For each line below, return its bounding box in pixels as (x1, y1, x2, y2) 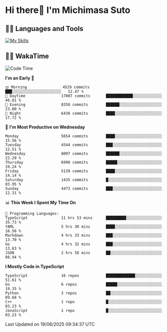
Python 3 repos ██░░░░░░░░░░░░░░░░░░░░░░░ (5, 291, 162, 296)
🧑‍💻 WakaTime (5, 52, 49, 60)
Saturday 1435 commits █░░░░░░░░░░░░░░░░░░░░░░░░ (5, 177, 162, 182)
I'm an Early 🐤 (5, 75, 34, 81)
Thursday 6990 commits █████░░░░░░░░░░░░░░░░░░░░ (5, 160, 162, 165)
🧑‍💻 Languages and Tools (5, 24, 83, 33)
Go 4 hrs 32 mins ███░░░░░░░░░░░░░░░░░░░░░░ (5, 242, 162, 247)
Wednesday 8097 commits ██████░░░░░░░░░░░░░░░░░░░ (5, 151, 162, 156)
